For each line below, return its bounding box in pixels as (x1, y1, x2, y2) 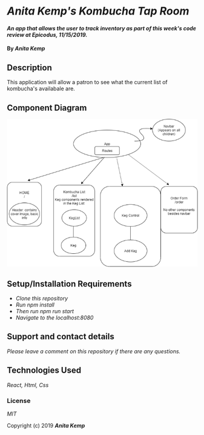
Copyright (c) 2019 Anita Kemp (7, 422, 85, 429)
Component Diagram (7, 102, 87, 113)
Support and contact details (7, 331, 114, 342)
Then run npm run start (15, 307, 74, 314)
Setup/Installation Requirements (7, 279, 132, 289)
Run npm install (15, 301, 55, 308)
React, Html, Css (7, 381, 49, 388)
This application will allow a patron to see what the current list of (7, 79, 168, 86)
